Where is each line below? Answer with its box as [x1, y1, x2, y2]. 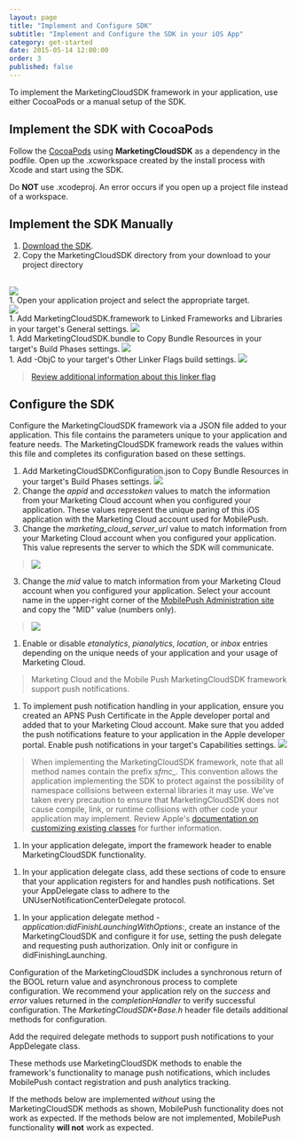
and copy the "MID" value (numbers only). [21, 604, 177, 615]
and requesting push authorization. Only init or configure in [21, 940, 238, 951]
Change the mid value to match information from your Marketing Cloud [21, 576, 281, 586]
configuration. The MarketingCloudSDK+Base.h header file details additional [9, 1004, 288, 1016]
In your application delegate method [21, 912, 155, 923]
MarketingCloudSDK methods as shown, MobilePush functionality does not [9, 1104, 284, 1114]
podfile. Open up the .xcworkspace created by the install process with [9, 154, 266, 165]
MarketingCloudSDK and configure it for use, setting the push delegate [21, 931, 282, 941]
